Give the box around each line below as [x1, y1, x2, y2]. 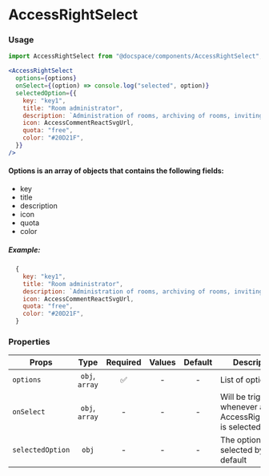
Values [149, 357, 176, 368]
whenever [219, 401, 258, 413]
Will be [219, 391, 247, 402]
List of [219, 374, 244, 385]
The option [219, 434, 262, 446]
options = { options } [15, 75, 78, 83]
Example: [8, 244, 41, 254]
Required [106, 357, 142, 368]
